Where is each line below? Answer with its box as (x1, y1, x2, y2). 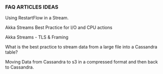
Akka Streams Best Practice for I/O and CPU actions (5, 24, 112, 30)
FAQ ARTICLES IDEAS (5, 3, 58, 10)
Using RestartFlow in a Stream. (5, 15, 69, 21)
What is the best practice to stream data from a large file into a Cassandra (5, 44, 157, 50)
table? (5, 49, 18, 55)
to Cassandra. (5, 64, 34, 70)
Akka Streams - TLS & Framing (5, 34, 68, 40)
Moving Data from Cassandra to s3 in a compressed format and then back (5, 59, 158, 65)
